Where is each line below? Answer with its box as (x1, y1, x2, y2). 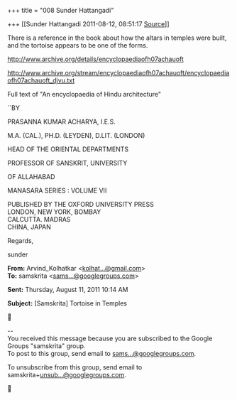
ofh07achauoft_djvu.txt (7, 76, 75, 85)
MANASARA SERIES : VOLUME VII (7, 186, 107, 195)
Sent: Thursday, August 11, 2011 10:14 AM (7, 286, 128, 293)
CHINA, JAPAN (7, 223, 52, 231)
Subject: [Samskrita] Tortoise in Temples (7, 299, 128, 308)
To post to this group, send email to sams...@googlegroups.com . (7, 350, 197, 357)
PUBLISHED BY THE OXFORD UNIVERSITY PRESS (7, 200, 154, 208)
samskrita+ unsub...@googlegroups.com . (7, 371, 126, 379)
